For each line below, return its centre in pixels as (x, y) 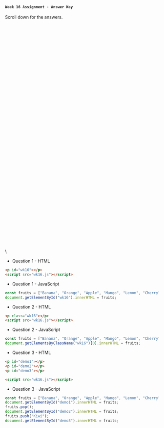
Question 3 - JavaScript (36, 389)
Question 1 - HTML (31, 261)
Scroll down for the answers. (34, 17)
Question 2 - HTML (31, 307)
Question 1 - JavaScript (36, 284)
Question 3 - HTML (31, 352)
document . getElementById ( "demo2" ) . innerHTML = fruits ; (62, 412)
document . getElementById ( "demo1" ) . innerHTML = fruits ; (62, 403)
